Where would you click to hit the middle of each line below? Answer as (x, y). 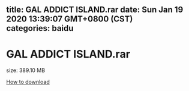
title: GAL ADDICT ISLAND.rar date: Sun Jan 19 (95, 10)
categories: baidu (40, 28)
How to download (28, 82)
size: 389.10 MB (26, 70)
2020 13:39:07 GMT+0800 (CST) (70, 19)
